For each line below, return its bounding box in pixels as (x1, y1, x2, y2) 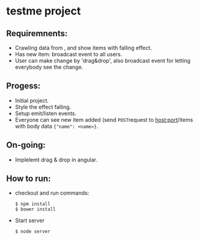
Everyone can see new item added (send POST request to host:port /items (14, 116, 194, 123)
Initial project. (14, 96, 49, 104)
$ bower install (14, 206, 56, 212)
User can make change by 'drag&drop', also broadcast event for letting (14, 57, 191, 64)
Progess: (6, 81, 41, 91)
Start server (14, 217, 45, 224)
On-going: (6, 140, 46, 150)
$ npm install (14, 201, 51, 207)
